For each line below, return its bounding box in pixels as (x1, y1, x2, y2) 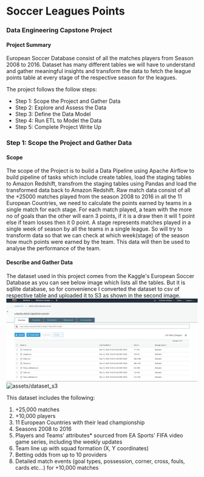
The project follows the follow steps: (6, 86, 97, 93)
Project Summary (6, 41, 52, 48)
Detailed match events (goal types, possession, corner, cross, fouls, (15, 458, 185, 465)
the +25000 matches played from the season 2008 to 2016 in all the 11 (6, 193, 182, 200)
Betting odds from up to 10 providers (15, 451, 107, 459)
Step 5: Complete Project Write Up (15, 124, 101, 131)
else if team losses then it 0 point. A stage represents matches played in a (6, 219, 191, 226)
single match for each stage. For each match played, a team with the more (6, 206, 192, 214)
